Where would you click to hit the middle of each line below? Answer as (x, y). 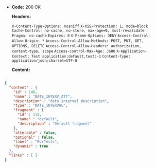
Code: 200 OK (26, 7)
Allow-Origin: (26, 41)
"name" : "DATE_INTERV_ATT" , (43, 96)
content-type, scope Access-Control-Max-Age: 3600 (63, 51)
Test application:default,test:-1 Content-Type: (81, 56)
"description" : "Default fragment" (54, 124)
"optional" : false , (34, 137)
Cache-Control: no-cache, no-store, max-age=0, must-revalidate (78, 31)
